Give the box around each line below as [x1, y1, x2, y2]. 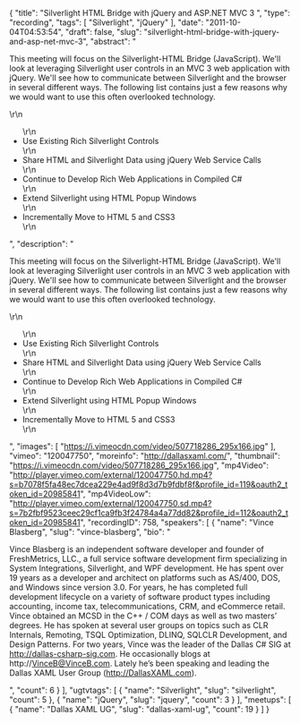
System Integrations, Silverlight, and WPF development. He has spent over [9, 563, 285, 574]
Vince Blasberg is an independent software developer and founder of [9, 544, 264, 554]
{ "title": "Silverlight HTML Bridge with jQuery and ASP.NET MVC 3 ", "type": [9, 8, 291, 18]
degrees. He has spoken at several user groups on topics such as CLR [9, 620, 269, 630]
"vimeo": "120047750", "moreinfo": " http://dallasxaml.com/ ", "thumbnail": [9, 451, 280, 461]
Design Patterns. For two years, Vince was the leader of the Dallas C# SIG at [9, 639, 291, 650]
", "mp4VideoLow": [80, 489, 151, 499]
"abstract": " [90, 36, 137, 47]
